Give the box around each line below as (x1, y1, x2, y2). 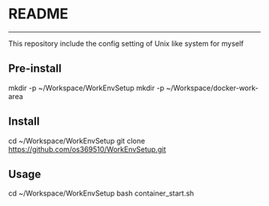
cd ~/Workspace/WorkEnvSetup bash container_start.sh (8, 188, 195, 198)
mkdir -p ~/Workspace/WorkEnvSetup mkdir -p (8, 83, 165, 93)
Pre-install (8, 61, 62, 76)
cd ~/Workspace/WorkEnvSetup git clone (8, 136, 146, 145)
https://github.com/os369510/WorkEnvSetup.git (8, 145, 167, 154)
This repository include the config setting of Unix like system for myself (8, 38, 244, 48)
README (8, 5, 69, 23)
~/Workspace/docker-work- (166, 83, 259, 93)
